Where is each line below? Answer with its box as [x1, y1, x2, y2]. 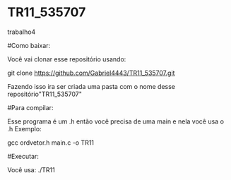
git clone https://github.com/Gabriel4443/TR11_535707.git [7, 68, 175, 77]
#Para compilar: [7, 103, 54, 112]
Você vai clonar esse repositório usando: [7, 54, 126, 64]
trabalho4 [7, 28, 36, 36]
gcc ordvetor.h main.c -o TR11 [7, 138, 94, 147]
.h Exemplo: [7, 124, 42, 133]
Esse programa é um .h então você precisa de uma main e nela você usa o [7, 117, 225, 126]
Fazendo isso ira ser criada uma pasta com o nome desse [7, 82, 175, 90]
